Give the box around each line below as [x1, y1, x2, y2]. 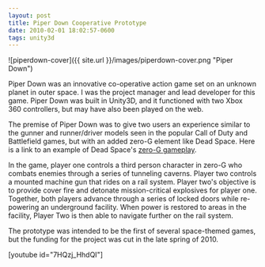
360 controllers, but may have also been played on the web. [8, 105, 204, 114]
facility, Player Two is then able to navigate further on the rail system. [8, 211, 233, 220]
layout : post [8, 11, 51, 20]
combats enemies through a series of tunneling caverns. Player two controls [8, 169, 257, 178]
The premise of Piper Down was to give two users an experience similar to [8, 120, 251, 129]
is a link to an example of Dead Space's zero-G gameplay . [8, 145, 197, 154]
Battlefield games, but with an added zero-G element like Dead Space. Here [8, 136, 256, 147]
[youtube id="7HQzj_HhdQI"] [8, 250, 104, 260]
